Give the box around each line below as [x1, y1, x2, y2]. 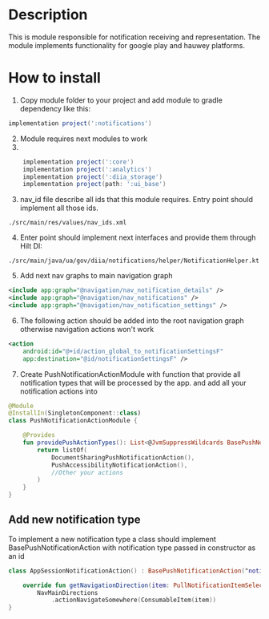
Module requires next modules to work [19, 134, 148, 144]
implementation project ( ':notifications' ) [8, 119, 152, 127]
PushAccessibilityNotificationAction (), [50, 461, 188, 469]
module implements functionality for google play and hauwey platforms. [8, 40, 246, 50]
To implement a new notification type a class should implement [8, 534, 216, 544]
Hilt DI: [19, 241, 42, 251]
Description [8, 6, 88, 24]
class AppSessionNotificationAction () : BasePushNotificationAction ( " [8, 567, 249, 575]
